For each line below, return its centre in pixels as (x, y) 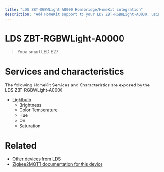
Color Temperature (38, 110)
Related (21, 145)
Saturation (30, 126)
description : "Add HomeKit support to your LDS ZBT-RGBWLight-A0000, (77, 14)
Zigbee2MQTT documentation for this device (57, 164)
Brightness (30, 105)
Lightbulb (22, 100)
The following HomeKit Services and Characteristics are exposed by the (78, 85)
